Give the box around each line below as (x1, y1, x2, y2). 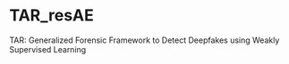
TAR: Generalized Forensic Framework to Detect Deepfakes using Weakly (9, 35, 280, 45)
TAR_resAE (9, 5, 94, 26)
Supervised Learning (9, 44, 87, 54)
